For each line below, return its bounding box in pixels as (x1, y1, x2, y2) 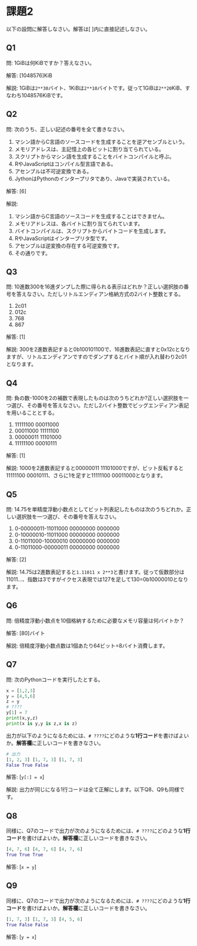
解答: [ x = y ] (6, 863, 36, 870)
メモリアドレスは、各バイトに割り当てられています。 (14, 220, 143, 227)
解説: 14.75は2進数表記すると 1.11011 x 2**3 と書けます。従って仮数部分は (6, 569, 185, 575)
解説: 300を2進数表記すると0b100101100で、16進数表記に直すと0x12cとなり (6, 346, 191, 353)
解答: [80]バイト (6, 629, 45, 636)
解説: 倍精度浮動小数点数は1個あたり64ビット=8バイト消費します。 (6, 642, 168, 649)
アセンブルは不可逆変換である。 (14, 167, 92, 175)
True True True (6, 852, 44, 858)
